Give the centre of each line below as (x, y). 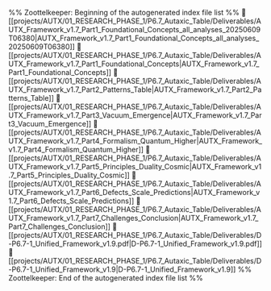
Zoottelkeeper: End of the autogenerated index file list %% (106, 278)
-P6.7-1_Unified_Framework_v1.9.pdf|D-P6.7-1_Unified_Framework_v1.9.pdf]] (135, 243)
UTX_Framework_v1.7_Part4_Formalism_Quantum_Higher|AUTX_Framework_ (135, 141)
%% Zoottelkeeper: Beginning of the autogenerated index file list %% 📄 (127, 12)
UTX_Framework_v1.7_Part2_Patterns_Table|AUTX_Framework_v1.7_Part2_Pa (135, 89)
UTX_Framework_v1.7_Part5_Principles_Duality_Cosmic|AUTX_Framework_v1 (135, 166)
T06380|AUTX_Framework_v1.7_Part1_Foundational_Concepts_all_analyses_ (134, 38)
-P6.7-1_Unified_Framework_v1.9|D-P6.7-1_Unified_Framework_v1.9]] (122, 269)
